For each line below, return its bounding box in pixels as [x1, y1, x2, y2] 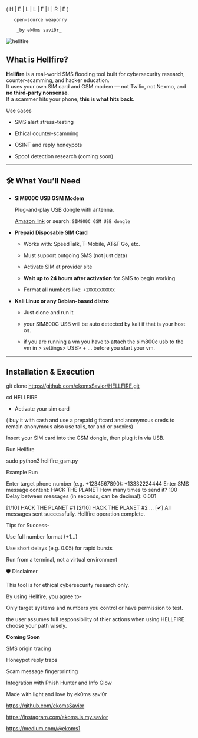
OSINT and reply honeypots [14, 141, 82, 148]
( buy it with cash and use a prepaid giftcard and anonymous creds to [6, 416, 175, 424]
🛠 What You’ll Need [6, 176, 81, 186]
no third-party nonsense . [6, 89, 70, 96]
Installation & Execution [6, 367, 95, 377]
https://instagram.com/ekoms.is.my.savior [6, 714, 108, 721]
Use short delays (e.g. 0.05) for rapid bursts [6, 545, 113, 552]
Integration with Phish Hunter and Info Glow [6, 679, 112, 687]
